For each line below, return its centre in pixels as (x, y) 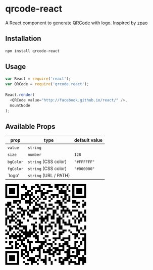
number (35, 155)
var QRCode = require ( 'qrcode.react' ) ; (47, 84)
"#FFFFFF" (84, 162)
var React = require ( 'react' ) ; (38, 79)
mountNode (20, 105)
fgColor (15, 169)
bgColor (15, 162)
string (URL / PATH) (49, 176)
